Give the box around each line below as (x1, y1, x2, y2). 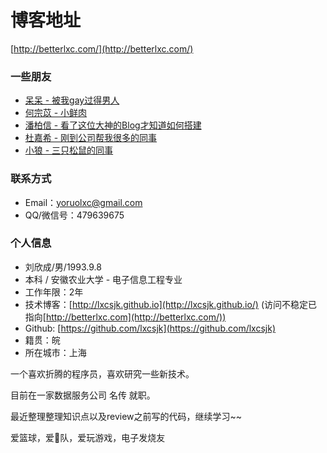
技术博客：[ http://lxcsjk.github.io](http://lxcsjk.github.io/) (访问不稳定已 (24, 298, 318, 310)
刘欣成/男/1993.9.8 (24, 261, 102, 273)
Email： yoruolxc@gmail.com (24, 196, 143, 208)
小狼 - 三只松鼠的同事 (24, 144, 114, 156)
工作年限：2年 (24, 286, 84, 298)
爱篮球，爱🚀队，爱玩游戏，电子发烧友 (10, 431, 166, 443)
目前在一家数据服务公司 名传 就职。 (10, 389, 156, 401)
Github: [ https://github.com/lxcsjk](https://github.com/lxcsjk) (24, 322, 276, 334)
